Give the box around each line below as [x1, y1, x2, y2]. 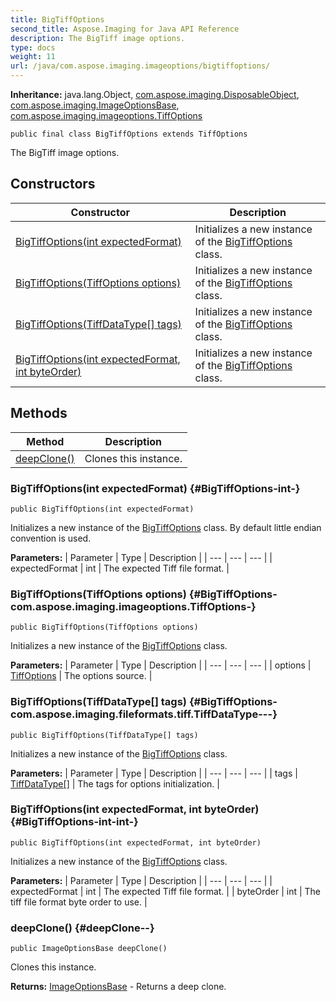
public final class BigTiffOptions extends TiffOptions [10, 129, 248, 139]
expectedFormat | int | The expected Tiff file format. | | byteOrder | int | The [10, 885, 322, 897]
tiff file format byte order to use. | [10, 896, 148, 908]
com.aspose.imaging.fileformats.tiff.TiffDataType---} [10, 707, 278, 721]
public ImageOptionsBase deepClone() [10, 944, 168, 954]
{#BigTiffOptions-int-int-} [10, 815, 139, 829]
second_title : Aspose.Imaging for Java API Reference [10, 24, 240, 34]
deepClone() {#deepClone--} [10, 921, 155, 935]
